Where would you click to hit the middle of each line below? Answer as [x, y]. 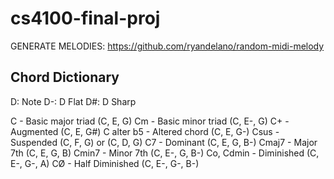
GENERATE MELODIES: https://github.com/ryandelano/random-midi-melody [167, 46]
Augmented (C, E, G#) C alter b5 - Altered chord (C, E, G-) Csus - [145, 131]
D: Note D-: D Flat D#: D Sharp [73, 101]
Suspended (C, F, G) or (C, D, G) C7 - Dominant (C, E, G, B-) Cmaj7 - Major [164, 142]
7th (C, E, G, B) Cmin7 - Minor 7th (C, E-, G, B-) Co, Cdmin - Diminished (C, [165, 153]
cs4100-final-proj [85, 18]
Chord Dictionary [65, 77]
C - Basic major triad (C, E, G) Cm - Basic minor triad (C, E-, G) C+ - [150, 121]
